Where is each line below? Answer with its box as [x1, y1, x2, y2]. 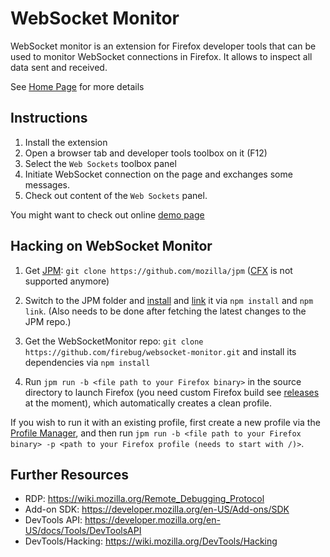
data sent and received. [10, 61, 108, 73]
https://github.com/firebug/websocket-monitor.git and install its [24, 345, 297, 357]
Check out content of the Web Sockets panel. [24, 189, 208, 201]
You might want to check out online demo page [10, 208, 205, 221]
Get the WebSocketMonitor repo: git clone [24, 335, 204, 347]
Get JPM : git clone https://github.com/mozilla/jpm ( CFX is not [24, 264, 293, 276]
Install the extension [24, 136, 108, 148]
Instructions [10, 110, 88, 127]
